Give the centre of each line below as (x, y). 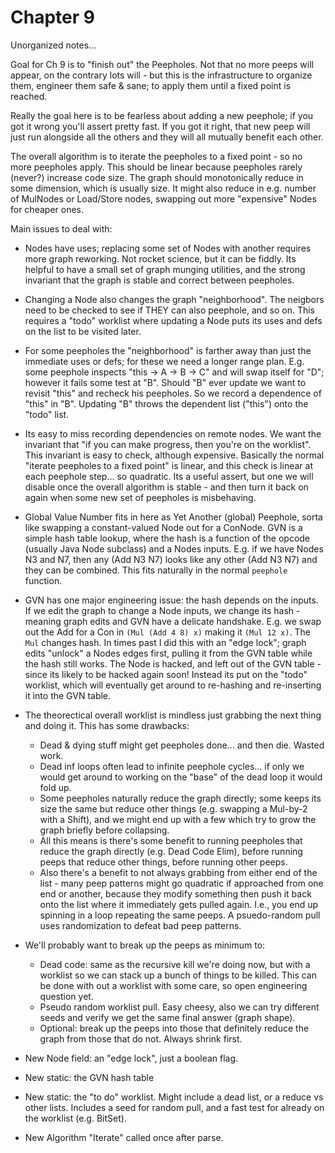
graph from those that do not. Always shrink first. (141, 1038)
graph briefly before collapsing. (104, 830)
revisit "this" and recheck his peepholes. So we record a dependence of (173, 393)
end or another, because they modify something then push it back (175, 893)
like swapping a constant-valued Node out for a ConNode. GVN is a (163, 527)
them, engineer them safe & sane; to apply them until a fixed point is (151, 85)
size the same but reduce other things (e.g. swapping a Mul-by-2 (173, 808)
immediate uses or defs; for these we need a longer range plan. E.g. (164, 361)
